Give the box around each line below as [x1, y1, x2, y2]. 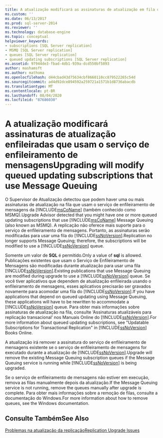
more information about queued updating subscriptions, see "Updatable [5, 319, 149, 326]
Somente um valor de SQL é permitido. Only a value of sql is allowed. [5, 252, 142, 258]
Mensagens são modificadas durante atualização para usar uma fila [5, 263, 141, 269]
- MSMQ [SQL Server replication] [5, 48, 73, 53]
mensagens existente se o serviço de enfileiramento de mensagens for [5, 345, 147, 350]
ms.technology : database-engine [5, 30, 70, 35]
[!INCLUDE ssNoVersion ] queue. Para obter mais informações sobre [5, 304, 140, 310]
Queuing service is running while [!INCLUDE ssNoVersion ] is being [5, 360, 137, 366]
